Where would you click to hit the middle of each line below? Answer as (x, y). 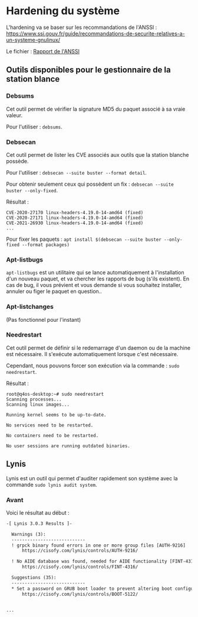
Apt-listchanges (30, 307)
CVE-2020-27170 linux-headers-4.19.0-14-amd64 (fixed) (75, 212)
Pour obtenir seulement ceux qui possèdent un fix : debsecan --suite (90, 184)
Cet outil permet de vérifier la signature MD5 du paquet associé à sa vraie (96, 109)
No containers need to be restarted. (52, 435)
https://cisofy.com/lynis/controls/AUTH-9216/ (80, 551)
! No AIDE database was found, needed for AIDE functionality (89, 561)
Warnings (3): (29, 534)
